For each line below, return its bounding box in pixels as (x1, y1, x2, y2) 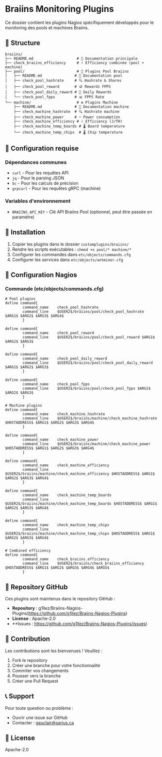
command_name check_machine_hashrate (22, 412, 105, 417)
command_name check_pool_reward (22, 331, 95, 336)
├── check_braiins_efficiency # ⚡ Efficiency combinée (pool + (5, 60, 145, 65)
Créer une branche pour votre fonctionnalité (12, 662, 100, 668)
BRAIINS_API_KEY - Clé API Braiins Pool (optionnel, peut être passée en (12, 209, 152, 215)
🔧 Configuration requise (5, 144, 79, 153)
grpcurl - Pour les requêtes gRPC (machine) (12, 185, 101, 191)
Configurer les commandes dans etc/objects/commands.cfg (12, 251, 131, 257)
